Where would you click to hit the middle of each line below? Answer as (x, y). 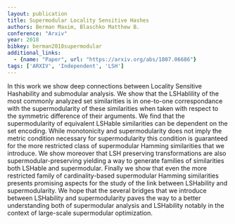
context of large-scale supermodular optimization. (80, 213)
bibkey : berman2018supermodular (55, 46)
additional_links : (34, 53)
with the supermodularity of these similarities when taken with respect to (113, 108)
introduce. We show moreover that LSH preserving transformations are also (117, 153)
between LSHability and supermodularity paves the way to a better (104, 198)
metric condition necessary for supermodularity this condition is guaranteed (118, 138)
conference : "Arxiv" (38, 33)
